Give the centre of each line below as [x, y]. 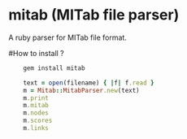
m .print [36, 98]
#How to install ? [37, 53]
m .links [36, 128]
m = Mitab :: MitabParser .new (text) [81, 90]
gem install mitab [54, 68]
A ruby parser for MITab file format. [68, 37]
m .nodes [36, 113]
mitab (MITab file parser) [94, 15]
